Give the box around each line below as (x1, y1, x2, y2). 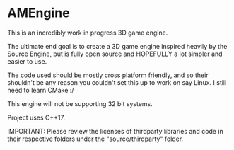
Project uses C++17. (7, 113, 66, 122)
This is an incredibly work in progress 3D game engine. (7, 28, 168, 37)
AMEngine (7, 5, 70, 21)
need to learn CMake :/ (7, 86, 74, 94)
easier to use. (7, 57, 47, 65)
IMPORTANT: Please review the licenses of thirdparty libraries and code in (7, 127, 224, 135)
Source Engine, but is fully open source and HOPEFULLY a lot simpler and (7, 50, 223, 58)
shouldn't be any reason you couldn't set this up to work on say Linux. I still (7, 78, 227, 86)
